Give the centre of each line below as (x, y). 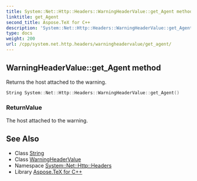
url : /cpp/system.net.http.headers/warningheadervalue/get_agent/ (89, 45)
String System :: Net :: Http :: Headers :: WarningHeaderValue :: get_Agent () (93, 93)
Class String (29, 153)
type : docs (19, 33)
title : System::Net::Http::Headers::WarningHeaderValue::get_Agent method (99, 11)
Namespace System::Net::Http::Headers (63, 165)
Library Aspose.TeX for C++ (48, 172)
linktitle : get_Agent (33, 17)
